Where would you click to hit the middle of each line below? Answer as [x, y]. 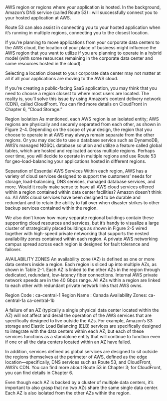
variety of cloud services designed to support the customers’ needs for [79, 176]
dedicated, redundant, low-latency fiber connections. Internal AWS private [82, 275]
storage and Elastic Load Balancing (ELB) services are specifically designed [83, 326]
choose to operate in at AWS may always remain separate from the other [80, 135]
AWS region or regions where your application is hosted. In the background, [83, 7]
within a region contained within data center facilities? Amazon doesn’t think [83, 192]
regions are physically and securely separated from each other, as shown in [83, 124]
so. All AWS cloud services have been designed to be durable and [73, 197]
